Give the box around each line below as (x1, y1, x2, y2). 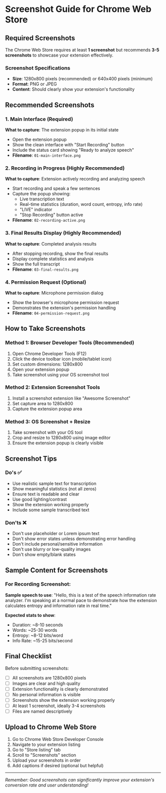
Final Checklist (5, 652, 52, 661)
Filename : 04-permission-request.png (12, 310, 90, 316)
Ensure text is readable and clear (12, 491, 80, 497)
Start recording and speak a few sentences (12, 185, 100, 191)
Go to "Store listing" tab (12, 746, 61, 752)
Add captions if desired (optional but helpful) (12, 762, 104, 768)
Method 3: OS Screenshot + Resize (5, 418, 90, 425)
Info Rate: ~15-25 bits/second (12, 637, 73, 643)
